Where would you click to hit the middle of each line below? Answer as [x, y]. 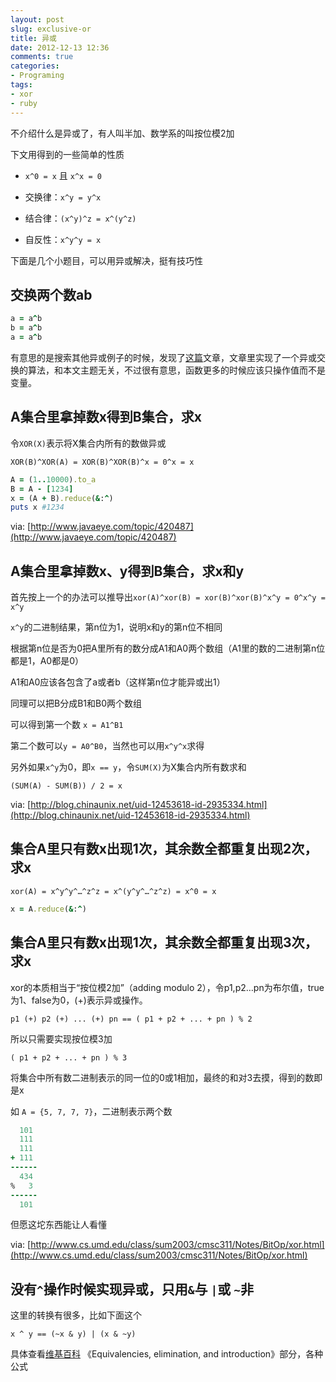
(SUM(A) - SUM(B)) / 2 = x [66, 786]
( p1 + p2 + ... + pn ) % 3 [69, 1057]
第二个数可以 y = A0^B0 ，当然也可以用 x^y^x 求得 [107, 746]
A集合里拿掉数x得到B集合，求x [106, 417]
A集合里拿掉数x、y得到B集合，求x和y [127, 571]
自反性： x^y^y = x [63, 239]
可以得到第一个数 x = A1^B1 [67, 725]
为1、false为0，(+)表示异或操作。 [79, 1000]
